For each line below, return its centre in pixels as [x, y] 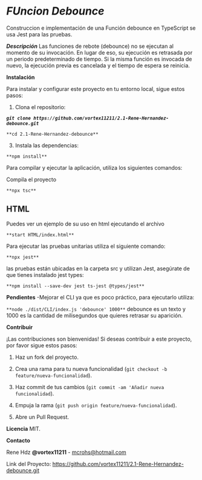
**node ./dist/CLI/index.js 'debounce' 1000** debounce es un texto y [96, 309]
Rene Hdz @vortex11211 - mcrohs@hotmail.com [67, 452]
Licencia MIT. [24, 428]
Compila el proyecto [31, 179]
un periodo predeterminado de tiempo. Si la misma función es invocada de [99, 59]
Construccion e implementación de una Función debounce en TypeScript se [101, 28]
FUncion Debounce [55, 11]
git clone [19, 118]
